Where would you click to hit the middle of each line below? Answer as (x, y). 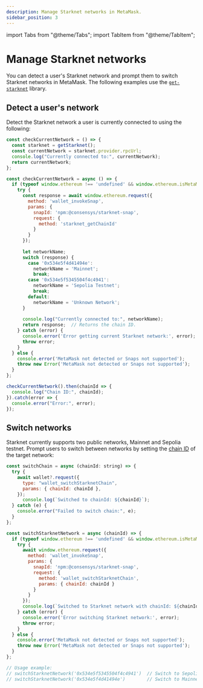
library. (38, 89)
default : (39, 297)
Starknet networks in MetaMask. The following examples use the (87, 82)
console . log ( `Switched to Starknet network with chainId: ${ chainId (110, 606)
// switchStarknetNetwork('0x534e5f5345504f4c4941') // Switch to (93, 673)
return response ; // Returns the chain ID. (79, 325)
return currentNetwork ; (41, 162)
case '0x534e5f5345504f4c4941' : (69, 280)
